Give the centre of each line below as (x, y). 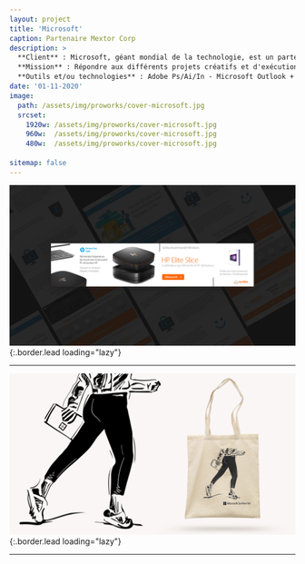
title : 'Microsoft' (46, 29)
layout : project (40, 19)
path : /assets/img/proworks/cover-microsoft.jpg (111, 105)
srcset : (32, 115)
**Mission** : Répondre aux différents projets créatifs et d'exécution (158, 67)
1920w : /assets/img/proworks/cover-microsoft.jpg (122, 124)
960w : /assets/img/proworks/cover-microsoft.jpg (122, 134)
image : (22, 95)
